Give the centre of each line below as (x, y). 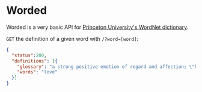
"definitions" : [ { (35, 61)
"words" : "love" (38, 72)
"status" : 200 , (29, 55)
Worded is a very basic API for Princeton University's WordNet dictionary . (97, 27)
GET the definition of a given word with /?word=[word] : (72, 38)
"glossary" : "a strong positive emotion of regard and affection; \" (106, 67)
